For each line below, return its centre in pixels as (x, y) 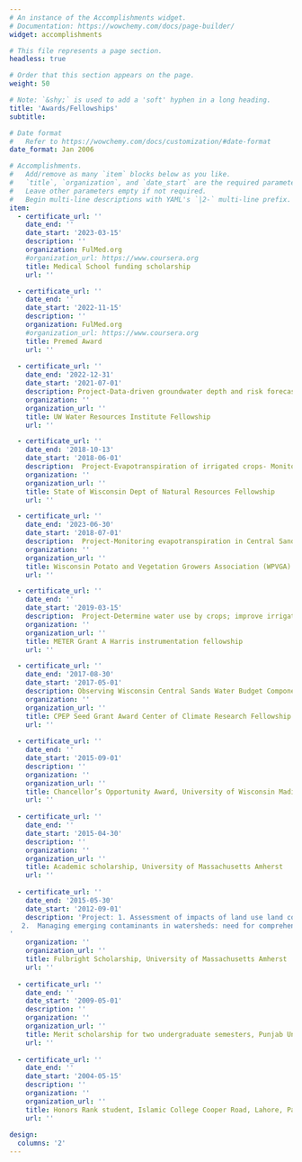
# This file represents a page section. (86, 50)
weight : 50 (30, 84)
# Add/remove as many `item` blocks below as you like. (120, 175)
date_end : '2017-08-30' (70, 675)
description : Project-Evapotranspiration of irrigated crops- (147, 467)
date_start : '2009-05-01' (74, 1001)
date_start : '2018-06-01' (74, 458)
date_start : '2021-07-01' (74, 384)
